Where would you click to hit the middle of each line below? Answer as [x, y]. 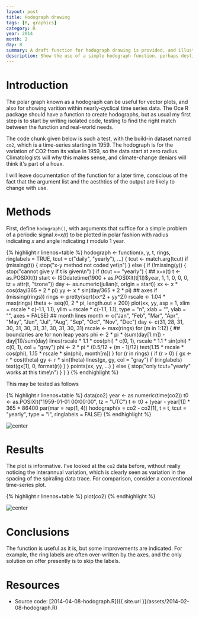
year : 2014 [20, 34]
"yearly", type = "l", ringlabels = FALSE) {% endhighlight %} [79, 414]
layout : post [22, 12]
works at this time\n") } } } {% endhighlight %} [62, 372]
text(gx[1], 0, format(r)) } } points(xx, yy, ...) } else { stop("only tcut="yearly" [99, 366]
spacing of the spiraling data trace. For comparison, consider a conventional [99, 479]
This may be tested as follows [42, 384]
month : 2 [17, 39]
